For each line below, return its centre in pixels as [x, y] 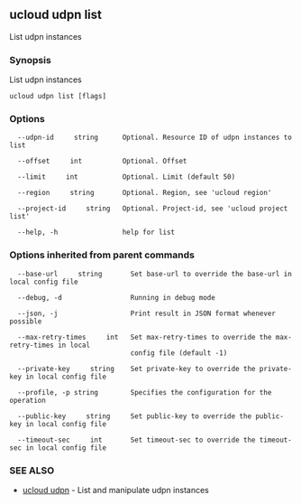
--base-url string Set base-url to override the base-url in [155, 274]
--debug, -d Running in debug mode [117, 297]
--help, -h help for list [96, 233]
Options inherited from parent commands [102, 255]
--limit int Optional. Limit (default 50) [127, 177]
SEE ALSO [32, 471]
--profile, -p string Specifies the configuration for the [145, 392]
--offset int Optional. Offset [102, 162]
